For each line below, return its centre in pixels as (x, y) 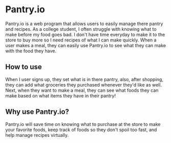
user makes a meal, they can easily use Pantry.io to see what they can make (86, 45)
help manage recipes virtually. (37, 135)
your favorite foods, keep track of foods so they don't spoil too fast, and (81, 130)
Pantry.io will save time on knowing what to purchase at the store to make (83, 124)
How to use (24, 67)
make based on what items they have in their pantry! (61, 95)
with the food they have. (31, 51)
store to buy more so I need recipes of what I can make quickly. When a (81, 40)
